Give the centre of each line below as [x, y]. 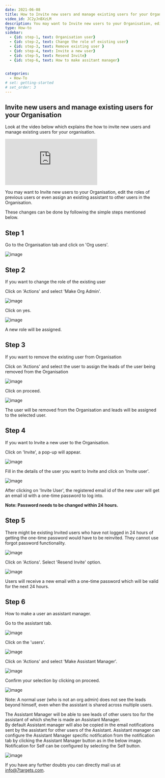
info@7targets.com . [25, 770]
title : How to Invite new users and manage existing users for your [77, 14]
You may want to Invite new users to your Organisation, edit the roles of [77, 192]
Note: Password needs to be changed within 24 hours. [62, 505]
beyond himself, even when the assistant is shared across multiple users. [79, 705]
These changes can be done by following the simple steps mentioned [75, 212]
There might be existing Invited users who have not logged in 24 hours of [79, 532]
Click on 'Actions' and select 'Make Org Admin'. [53, 291]
